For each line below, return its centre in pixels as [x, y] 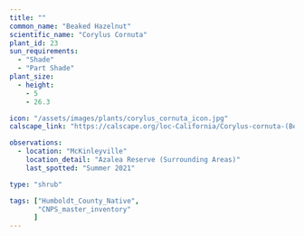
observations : [36, 143]
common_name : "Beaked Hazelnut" [70, 26]
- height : [36, 85]
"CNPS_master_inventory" [84, 209]
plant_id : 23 [34, 43]
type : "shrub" [36, 184]
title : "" [28, 18]
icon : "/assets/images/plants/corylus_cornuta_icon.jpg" [119, 118]
